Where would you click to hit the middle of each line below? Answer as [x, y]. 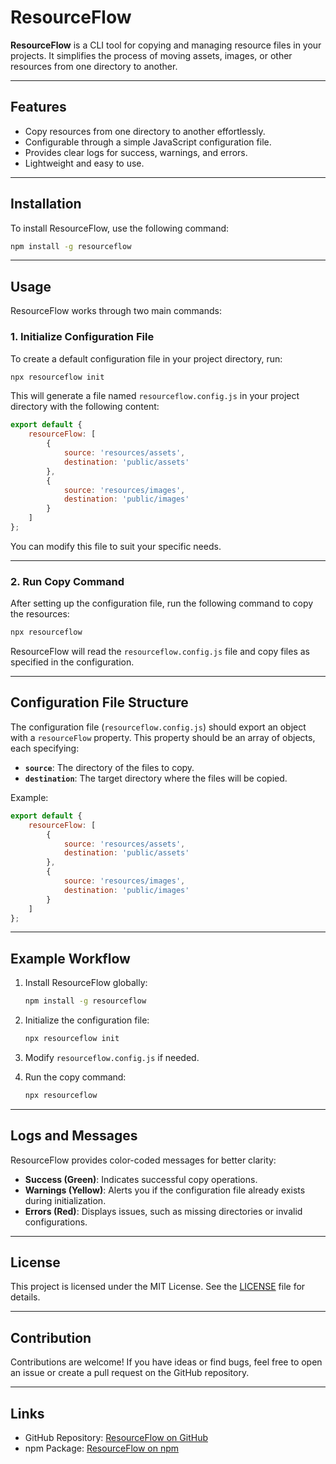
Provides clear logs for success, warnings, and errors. [136, 152]
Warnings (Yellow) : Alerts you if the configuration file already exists [165, 1190]
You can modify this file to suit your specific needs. [116, 546]
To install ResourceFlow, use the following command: [120, 228]
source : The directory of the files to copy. [109, 767]
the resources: [40, 614]
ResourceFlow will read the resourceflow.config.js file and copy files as [160, 652]
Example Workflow [70, 958]
